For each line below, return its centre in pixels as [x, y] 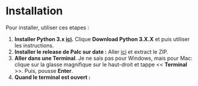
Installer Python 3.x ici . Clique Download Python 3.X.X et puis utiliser [102, 39]
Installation [34, 11]
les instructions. [34, 45]
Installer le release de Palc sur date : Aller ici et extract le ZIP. [91, 51]
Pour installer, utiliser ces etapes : [48, 27]
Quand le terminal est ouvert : [52, 77]
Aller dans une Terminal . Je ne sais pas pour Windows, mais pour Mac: [104, 58]
